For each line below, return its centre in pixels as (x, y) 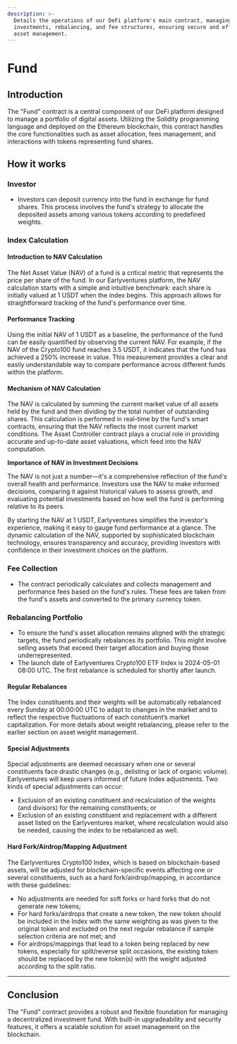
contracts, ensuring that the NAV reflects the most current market (103, 427)
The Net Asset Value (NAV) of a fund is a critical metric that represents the (116, 273)
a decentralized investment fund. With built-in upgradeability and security (115, 1019)
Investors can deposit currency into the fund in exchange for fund (113, 199)
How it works (37, 164)
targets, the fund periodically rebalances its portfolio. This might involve (122, 640)
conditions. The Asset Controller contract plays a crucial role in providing (114, 434)
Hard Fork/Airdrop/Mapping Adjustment (67, 847)
